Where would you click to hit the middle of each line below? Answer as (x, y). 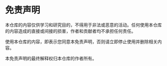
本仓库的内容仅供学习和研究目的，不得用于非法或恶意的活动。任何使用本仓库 (83, 25)
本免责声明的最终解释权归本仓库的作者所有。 (51, 58)
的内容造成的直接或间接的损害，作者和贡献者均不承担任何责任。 (70, 31)
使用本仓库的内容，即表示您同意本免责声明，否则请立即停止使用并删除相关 (81, 41)
